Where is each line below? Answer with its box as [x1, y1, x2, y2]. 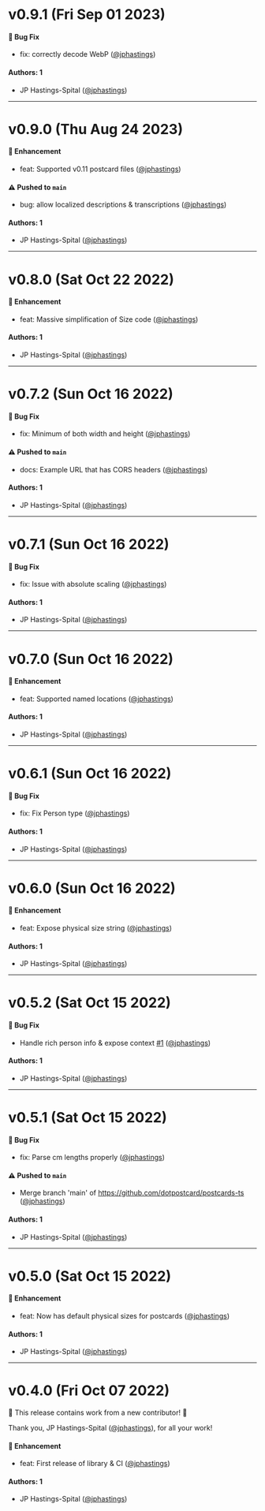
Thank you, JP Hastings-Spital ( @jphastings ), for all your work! [8, 1423, 213, 1433]
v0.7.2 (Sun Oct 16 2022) [8, 385, 174, 403]
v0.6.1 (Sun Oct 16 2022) [8, 765, 172, 782]
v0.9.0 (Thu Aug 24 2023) [8, 120, 184, 138]
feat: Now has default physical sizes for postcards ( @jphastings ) [19, 1311, 230, 1320]
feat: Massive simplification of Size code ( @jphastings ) [19, 314, 199, 324]
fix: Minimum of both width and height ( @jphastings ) [19, 429, 191, 438]
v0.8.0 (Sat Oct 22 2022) [8, 270, 175, 289]
